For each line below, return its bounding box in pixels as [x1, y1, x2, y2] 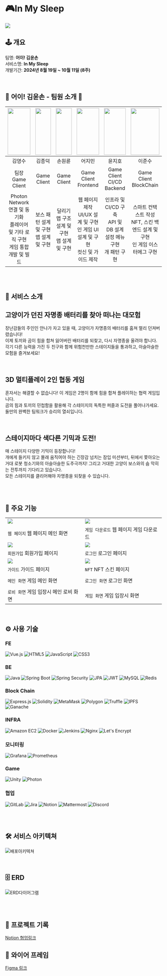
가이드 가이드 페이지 [7, 566, 50, 573]
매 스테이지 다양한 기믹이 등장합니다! [5, 448, 76, 454]
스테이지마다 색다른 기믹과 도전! [5, 434, 96, 442]
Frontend [77, 181, 99, 188]
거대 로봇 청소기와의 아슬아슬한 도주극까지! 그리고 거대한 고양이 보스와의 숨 [5, 461, 150, 467]
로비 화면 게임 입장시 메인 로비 [7, 589, 73, 596]
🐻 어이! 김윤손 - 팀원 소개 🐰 [5, 93, 83, 101]
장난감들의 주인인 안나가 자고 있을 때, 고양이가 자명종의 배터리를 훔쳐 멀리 [5, 325, 147, 331]
